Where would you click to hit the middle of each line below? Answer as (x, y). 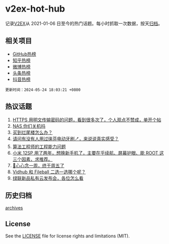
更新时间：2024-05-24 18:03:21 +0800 (43, 90)
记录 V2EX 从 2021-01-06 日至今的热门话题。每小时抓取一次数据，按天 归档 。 (84, 23)
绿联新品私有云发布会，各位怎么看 (48, 178)
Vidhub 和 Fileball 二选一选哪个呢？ (49, 172)
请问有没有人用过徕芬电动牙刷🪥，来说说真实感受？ (66, 138)
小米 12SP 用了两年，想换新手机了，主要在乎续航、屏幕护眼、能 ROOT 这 (88, 153)
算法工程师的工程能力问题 (39, 147)
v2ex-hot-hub (35, 9)
